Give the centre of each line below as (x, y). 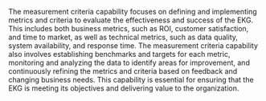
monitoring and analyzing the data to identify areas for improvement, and (129, 63)
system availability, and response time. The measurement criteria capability (133, 46)
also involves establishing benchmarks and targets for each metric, (119, 54)
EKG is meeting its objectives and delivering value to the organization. (124, 88)
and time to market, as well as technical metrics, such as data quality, (123, 37)
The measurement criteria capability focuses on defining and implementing (133, 12)
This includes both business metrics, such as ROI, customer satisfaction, (129, 28)
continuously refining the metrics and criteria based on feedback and (123, 71)
